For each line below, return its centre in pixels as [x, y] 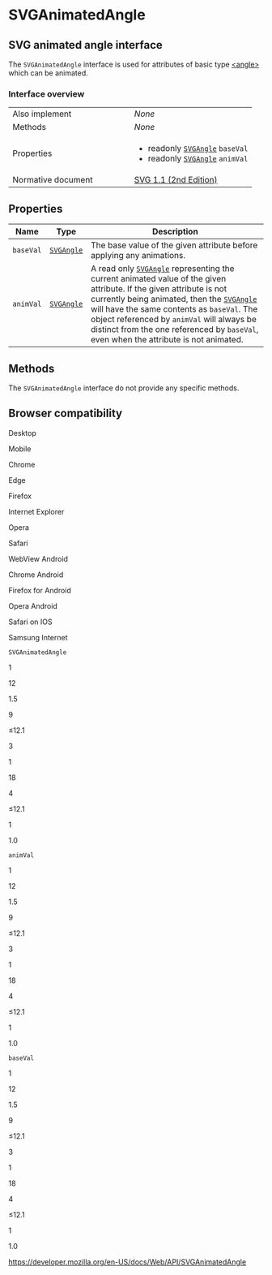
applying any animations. [138, 256]
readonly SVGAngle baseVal [198, 149]
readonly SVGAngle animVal [198, 158]
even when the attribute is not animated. [167, 340]
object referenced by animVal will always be [173, 320]
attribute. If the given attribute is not [159, 289]
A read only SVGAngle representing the [162, 269]
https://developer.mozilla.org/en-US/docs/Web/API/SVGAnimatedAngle [127, 1262]
